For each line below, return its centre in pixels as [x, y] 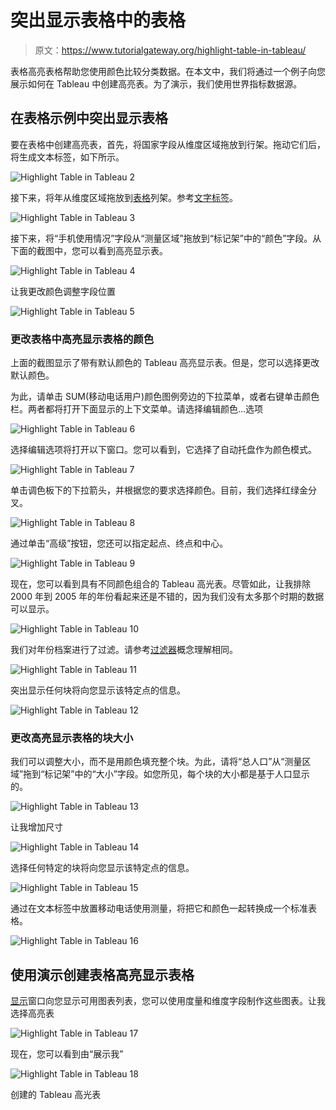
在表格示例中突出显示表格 [89, 118]
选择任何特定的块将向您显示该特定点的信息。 [102, 868]
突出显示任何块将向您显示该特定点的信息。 [98, 690]
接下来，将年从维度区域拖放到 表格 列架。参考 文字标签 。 [124, 197]
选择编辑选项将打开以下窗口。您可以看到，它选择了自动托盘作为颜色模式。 [163, 450]
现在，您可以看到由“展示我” [67, 1054]
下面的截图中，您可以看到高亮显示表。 [89, 250]
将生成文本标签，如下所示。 [67, 157]
